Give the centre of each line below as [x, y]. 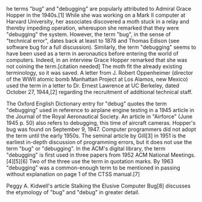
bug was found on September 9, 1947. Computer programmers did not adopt [101, 129]
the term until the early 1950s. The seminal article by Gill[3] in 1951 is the [96, 136]
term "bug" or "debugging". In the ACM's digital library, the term [86, 148]
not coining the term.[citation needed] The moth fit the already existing [94, 66]
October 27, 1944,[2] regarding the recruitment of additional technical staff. [99, 92]
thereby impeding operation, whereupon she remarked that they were [93, 28]
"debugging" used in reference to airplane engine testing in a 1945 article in [100, 110]
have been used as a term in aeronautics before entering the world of [93, 53]
